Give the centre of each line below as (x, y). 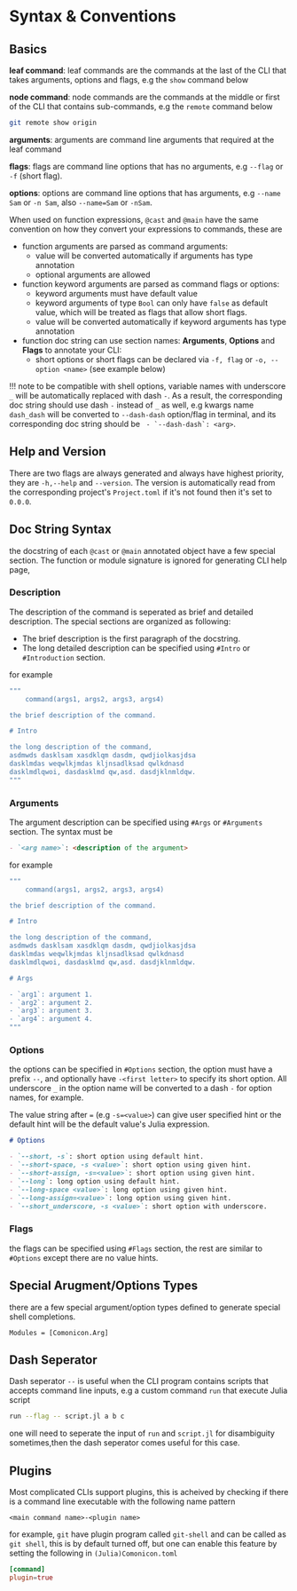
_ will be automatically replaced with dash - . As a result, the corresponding (146, 395)
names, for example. (47, 1097)
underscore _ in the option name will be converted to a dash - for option (141, 1088)
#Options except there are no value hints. (84, 1257)
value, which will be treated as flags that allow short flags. (141, 312)
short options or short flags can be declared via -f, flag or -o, (151, 359)
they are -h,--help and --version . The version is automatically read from (142, 482)
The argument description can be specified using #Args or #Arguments (136, 822)
